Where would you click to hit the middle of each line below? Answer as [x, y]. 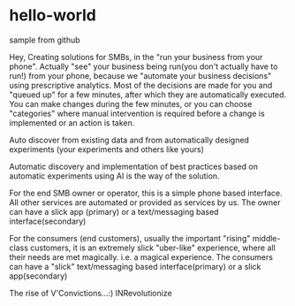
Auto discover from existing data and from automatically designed [129, 140]
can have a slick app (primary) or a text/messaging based [114, 211]
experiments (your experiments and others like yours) [107, 149]
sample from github [45, 40]
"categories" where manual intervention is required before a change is [137, 113]
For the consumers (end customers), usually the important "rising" [130, 238]
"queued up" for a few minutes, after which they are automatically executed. [148, 95]
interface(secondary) [48, 221]
